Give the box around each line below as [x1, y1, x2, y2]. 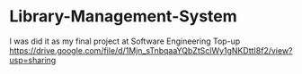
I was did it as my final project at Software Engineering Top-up [9, 36, 241, 46]
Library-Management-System [9, 6, 238, 27]
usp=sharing [9, 54, 57, 65]
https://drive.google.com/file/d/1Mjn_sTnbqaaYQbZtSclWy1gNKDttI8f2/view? [9, 45, 294, 55]
